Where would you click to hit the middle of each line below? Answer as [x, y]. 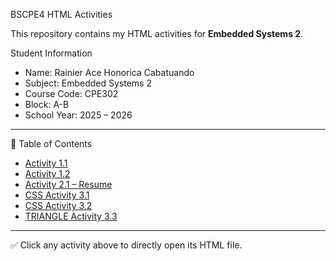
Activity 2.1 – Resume [68, 184]
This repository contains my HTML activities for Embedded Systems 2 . [157, 33]
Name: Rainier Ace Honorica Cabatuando [109, 72]
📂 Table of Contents [51, 143]
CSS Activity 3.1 [57, 195]
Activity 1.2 [47, 173]
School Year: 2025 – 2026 [78, 115]
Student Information [51, 53]
